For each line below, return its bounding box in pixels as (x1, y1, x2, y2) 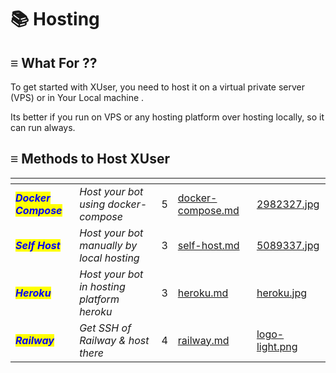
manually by (79, 238, 138, 252)
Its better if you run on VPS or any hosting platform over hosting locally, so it (10, 111, 325, 123)
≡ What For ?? (10, 54, 98, 71)
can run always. (10, 122, 76, 133)
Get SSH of (79, 321, 132, 335)
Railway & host (79, 333, 150, 347)
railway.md (177, 333, 230, 347)
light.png (256, 339, 298, 353)
